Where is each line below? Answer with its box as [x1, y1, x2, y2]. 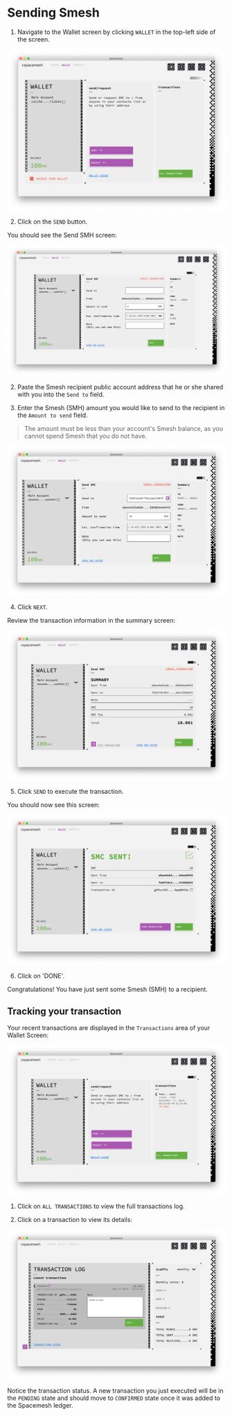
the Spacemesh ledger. [7, 1401, 74, 1409]
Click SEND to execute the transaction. [17, 788, 124, 796]
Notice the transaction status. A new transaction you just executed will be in [7, 1386, 224, 1395]
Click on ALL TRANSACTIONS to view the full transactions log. [17, 1202, 185, 1210]
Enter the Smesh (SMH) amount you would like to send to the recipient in [17, 404, 225, 412]
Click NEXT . [17, 603, 48, 611]
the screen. [17, 35, 50, 43]
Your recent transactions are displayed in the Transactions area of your [7, 1023, 211, 1032]
